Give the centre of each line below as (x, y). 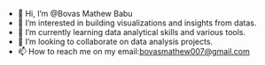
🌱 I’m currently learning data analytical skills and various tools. (132, 32)
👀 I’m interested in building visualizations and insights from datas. (137, 23)
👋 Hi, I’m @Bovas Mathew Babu (75, 14)
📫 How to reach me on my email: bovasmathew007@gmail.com (133, 51)
